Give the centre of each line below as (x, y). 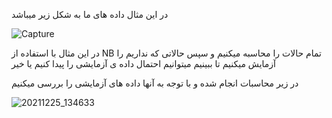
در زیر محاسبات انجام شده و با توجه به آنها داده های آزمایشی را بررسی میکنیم (155, 83)
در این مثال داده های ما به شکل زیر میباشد (90, 14)
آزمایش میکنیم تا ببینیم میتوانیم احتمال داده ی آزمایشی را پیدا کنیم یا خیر (143, 63)
